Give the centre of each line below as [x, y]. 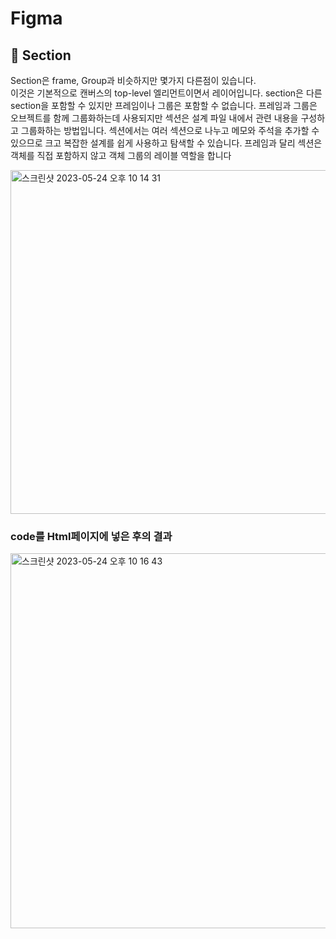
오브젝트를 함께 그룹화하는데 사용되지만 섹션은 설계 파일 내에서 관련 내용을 [154, 118]
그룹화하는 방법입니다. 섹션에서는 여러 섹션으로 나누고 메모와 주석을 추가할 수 [170, 130]
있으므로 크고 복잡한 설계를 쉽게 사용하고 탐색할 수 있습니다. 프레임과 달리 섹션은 [166, 143]
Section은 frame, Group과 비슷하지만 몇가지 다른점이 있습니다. [133, 80]
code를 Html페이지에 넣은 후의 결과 [91, 536]
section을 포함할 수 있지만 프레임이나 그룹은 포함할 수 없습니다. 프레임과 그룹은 [164, 105]
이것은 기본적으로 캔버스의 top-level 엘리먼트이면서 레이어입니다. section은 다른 [166, 93]
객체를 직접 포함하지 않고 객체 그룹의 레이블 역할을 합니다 [121, 155]
